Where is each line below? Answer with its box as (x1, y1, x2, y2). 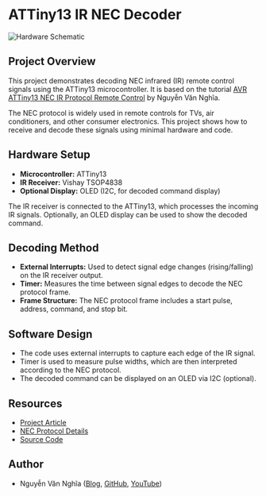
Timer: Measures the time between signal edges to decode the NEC (19, 279, 244, 289)
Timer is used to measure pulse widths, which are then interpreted (19, 357, 237, 367)
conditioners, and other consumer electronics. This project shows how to (8, 117, 248, 126)
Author (8, 458, 44, 471)
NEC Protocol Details (19, 426, 89, 436)
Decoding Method (8, 240, 99, 255)
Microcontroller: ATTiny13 (19, 169, 107, 179)
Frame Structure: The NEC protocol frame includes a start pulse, (19, 296, 233, 306)
